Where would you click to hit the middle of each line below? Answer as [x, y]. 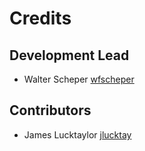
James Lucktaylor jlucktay [77, 134]
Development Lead [69, 55]
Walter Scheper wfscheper [79, 79]
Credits [40, 18]
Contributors [50, 110]
